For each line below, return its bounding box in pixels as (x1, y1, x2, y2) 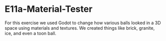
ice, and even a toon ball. (4, 30, 56, 36)
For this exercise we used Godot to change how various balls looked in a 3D (4, 20, 161, 26)
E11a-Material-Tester (4, 3, 93, 15)
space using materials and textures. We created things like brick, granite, (4, 25, 155, 31)
